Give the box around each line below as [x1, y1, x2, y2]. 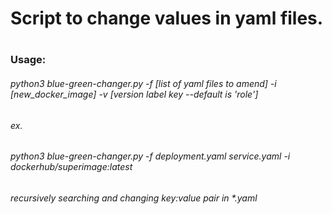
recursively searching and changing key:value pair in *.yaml [10, 192, 258, 204]
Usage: [10, 53, 47, 67]
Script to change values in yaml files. [10, 7, 324, 30]
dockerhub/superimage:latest [10, 161, 133, 173]
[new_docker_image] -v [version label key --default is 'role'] [10, 88, 259, 100]
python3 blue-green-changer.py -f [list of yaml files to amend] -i [10, 77, 277, 89]
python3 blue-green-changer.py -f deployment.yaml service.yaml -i [10, 150, 291, 162]
